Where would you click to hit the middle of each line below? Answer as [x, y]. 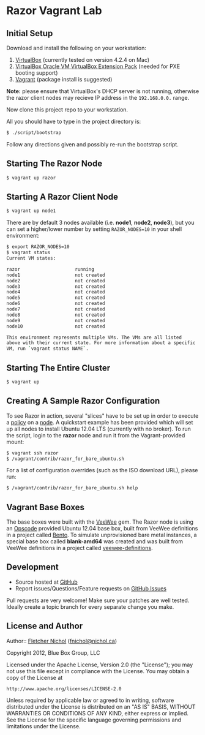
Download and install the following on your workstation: [76, 48]
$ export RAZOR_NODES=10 [38, 247]
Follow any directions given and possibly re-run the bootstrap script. [92, 144]
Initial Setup [30, 33]
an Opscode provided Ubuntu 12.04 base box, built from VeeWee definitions [102, 529]
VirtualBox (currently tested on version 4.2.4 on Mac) [82, 60]
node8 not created [56, 315]
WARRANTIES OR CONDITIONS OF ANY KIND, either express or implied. [97, 713]
